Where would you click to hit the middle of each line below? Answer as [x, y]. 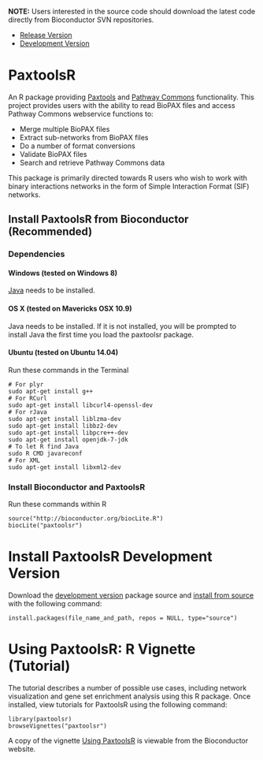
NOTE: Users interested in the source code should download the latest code [132, 11]
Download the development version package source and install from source [131, 595]
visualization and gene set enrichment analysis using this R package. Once [130, 696]
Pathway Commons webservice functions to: [81, 114]
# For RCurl [28, 398]
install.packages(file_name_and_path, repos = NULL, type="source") [123, 618]
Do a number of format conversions [77, 146]
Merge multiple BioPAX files [65, 129]
